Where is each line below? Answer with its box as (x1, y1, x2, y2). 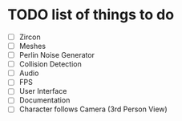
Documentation (18, 95, 71, 105)
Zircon (18, 32, 41, 42)
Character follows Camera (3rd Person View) (18, 104, 168, 114)
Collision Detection (18, 59, 82, 69)
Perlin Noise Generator (18, 50, 95, 60)
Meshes (18, 42, 46, 50)
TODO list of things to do (7, 6, 174, 24)
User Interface (18, 87, 67, 96)
